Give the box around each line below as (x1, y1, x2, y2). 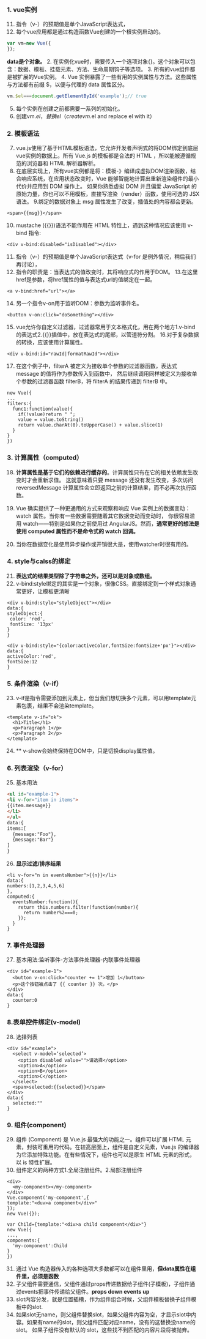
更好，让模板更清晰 (21, 587, 70, 595)
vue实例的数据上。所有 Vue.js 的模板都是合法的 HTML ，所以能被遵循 (15, 152, 191, 160)
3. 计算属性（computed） (7, 453, 83, 462)
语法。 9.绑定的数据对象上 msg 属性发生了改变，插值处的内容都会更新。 (15, 198, 197, 206)
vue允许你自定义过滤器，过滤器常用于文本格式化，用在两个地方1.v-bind (15, 323, 196, 331)
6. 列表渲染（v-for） (7, 764, 67, 772)
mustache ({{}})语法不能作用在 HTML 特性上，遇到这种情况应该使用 (15, 222, 186, 229)
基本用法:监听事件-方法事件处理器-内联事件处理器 (15, 956, 141, 963)
